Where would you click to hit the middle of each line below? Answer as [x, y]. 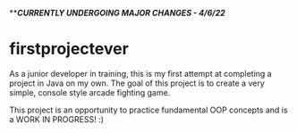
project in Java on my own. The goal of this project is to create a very [137, 83]
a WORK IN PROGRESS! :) [57, 119]
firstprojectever [69, 49]
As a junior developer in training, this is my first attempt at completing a [140, 73]
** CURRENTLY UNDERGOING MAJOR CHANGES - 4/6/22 [117, 13]
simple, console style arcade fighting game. [90, 92]
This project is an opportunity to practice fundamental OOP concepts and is [148, 110]
